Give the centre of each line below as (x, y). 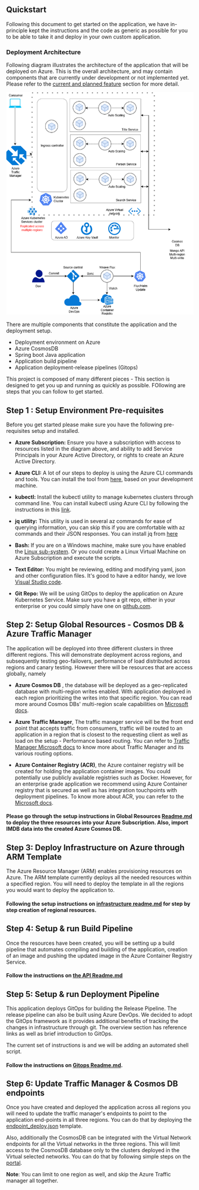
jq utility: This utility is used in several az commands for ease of (93, 521)
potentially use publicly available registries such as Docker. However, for (103, 777)
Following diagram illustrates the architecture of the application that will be (97, 65)
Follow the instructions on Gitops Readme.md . (64, 1065)
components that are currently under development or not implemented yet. (98, 78)
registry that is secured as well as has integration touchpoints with (96, 790)
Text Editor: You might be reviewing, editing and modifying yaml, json (100, 569)
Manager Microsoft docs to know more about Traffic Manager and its (99, 747)
